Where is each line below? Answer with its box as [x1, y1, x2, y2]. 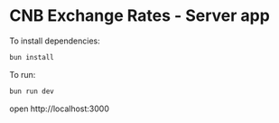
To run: [9, 69, 36, 80]
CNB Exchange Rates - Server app [9, 5, 271, 26]
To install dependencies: [9, 35, 101, 46]
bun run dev [9, 87, 54, 96]
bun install [9, 52, 54, 61]
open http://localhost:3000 [9, 103, 110, 114]
